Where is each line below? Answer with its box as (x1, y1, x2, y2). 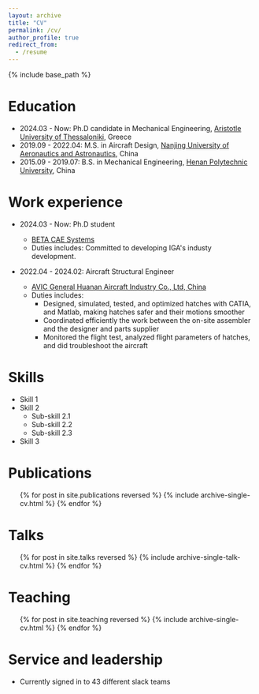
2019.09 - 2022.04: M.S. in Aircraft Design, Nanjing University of (19, 140, 230, 150)
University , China (19, 165, 76, 174)
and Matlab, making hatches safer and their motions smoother (43, 307, 246, 317)
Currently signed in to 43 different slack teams (19, 677, 171, 686)
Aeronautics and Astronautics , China (19, 148, 139, 158)
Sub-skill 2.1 (31, 411, 71, 421)
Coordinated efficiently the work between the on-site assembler (43, 315, 251, 324)
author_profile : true (8, 33, 80, 42)
